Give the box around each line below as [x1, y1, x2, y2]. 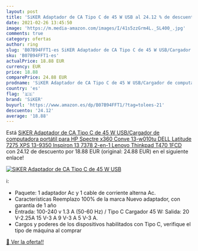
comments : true [6, 31, 44, 37]
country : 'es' [6, 86, 41, 92]
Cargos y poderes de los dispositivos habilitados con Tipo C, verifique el [14, 221, 191, 228]
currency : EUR [6, 63, 41, 70]
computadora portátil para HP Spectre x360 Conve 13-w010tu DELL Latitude [6, 135, 192, 142]
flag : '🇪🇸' [6, 91, 35, 97]
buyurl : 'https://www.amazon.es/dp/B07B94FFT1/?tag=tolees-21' [6, 102, 165, 108]
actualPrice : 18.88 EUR [6, 58, 65, 64]
